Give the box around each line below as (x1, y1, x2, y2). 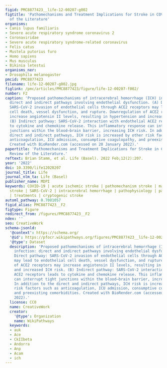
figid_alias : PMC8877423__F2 (5, 202, 66, 207)
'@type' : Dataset (9, 239, 46, 245)
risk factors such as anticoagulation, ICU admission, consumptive (14, 286, 157, 291)
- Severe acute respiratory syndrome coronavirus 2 (5, 30, 114, 35)
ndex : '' (5, 216, 23, 221)
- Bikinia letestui (5, 63, 46, 68)
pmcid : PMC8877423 (5, 77, 43, 82)
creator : (9, 309, 28, 314)
